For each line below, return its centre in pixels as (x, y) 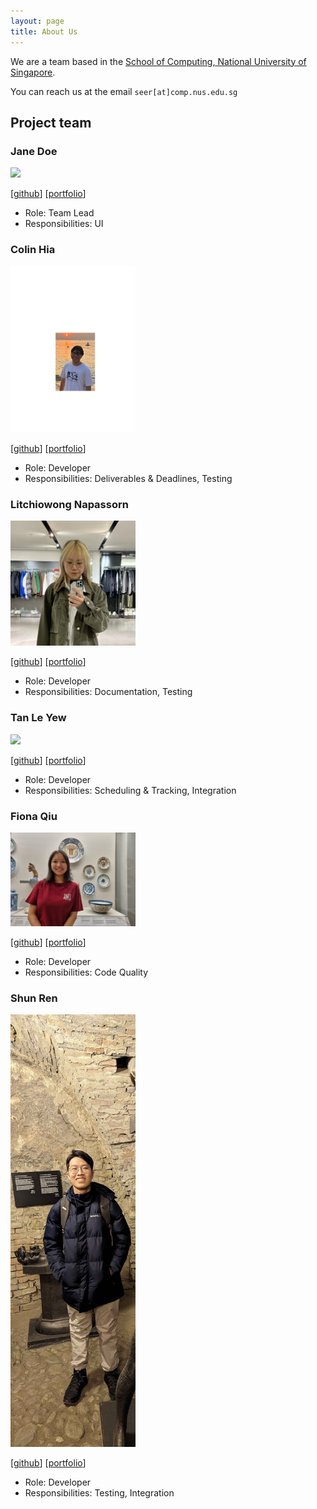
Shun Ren (34, 998)
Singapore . (33, 72)
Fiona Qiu (34, 816)
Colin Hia (33, 250)
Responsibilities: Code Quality (86, 972)
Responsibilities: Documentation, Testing (108, 692)
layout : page (37, 21)
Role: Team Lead (59, 213)
